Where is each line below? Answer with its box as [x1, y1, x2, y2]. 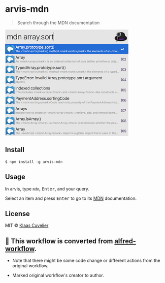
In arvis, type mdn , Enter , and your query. [5, 186, 90, 191]
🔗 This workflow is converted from [5, 237, 113, 245]
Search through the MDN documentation [17, 20, 100, 26]
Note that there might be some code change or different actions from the [12, 257, 161, 264]
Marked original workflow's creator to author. [12, 272, 104, 279]
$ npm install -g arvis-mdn [5, 159, 63, 164]
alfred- [114, 237, 136, 245]
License [5, 209, 30, 218]
